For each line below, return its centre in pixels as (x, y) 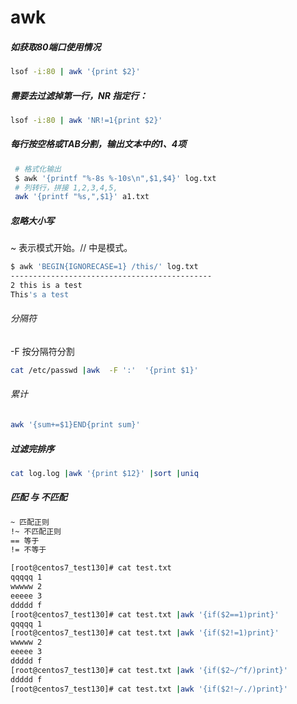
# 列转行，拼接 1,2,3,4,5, (66, 187)
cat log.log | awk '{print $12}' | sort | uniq (104, 473)
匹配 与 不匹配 (39, 497)
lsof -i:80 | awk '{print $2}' (75, 72)
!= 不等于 (28, 550)
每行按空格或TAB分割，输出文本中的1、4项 (98, 144)
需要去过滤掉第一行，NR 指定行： (79, 95)
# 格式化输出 (38, 169)
